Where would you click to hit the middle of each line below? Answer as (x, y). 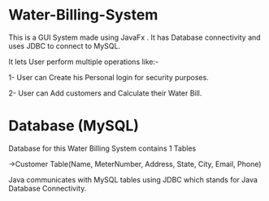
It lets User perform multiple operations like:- (84, 62)
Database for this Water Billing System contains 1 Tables (102, 148)
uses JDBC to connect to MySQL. (64, 45)
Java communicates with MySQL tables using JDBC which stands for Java (133, 179)
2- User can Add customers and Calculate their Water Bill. (105, 93)
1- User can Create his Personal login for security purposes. (108, 77)
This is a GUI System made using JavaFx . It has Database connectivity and (135, 37)
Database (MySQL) (74, 126)
